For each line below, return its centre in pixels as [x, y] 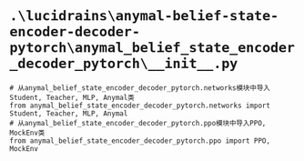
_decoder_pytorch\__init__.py [124, 64]
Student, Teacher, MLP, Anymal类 [72, 97]
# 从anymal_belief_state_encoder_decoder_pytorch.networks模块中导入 [140, 88]
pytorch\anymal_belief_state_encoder [152, 48]
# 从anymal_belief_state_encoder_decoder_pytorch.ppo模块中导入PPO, [138, 123]
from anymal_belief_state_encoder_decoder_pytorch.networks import [140, 106]
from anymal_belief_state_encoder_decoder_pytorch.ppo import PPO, [140, 141]
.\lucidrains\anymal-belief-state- [144, 16]
